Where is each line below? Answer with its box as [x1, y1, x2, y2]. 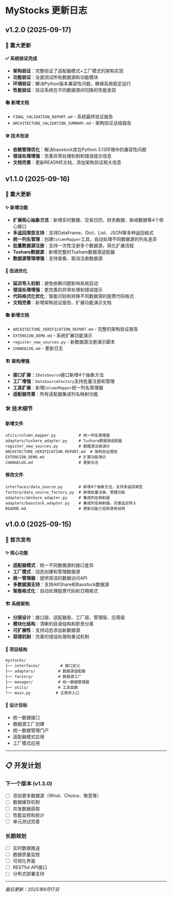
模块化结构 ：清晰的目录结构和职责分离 [12, 621, 94, 627]
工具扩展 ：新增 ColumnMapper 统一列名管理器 [12, 385, 103, 391]
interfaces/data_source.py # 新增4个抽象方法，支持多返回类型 [5, 484, 143, 489]
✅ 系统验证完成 [5, 55, 37, 61]
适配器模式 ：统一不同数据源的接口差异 [12, 562, 94, 568]
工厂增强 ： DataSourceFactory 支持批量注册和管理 [12, 378, 115, 385]
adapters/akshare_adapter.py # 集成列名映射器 [5, 495, 110, 500]
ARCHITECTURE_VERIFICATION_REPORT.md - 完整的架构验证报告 [12, 326, 138, 332]
